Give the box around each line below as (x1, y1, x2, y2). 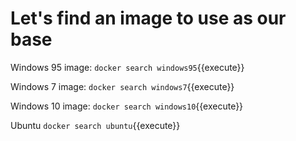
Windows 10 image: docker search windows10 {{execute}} (10, 100, 244, 112)
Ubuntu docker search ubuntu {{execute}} (10, 119, 181, 131)
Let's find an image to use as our (10, 7, 287, 30)
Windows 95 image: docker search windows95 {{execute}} (10, 61, 245, 73)
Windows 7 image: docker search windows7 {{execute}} (10, 80, 235, 92)
